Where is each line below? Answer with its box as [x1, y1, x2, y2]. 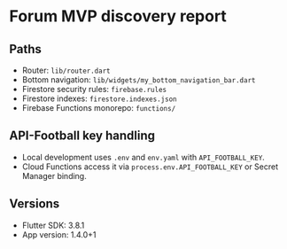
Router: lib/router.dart [21, 65, 111, 75]
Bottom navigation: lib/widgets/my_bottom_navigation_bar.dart [21, 74, 256, 85]
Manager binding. [21, 170, 87, 181]
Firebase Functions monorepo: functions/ [21, 103, 176, 113]
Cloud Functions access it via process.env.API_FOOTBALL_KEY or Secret [21, 161, 279, 172]
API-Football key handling [9, 128, 155, 144]
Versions [9, 197, 60, 212]
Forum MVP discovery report [9, 6, 228, 27]
